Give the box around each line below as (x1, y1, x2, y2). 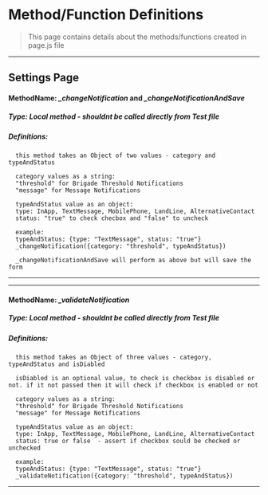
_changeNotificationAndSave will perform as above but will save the (15, 257, 251, 265)
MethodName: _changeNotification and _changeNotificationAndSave (8, 93, 245, 103)
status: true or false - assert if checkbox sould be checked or (15, 437, 241, 446)
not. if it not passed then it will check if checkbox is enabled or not (8, 381, 259, 390)
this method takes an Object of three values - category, (15, 353, 213, 362)
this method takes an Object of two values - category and (15, 151, 216, 160)
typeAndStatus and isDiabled (8, 360, 105, 368)
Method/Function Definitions (8, 6, 204, 24)
